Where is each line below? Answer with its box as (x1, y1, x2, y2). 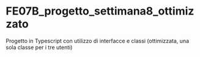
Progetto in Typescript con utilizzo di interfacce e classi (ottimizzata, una (6, 37, 190, 44)
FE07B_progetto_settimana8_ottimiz (6, 4, 194, 18)
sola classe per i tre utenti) (6, 44, 73, 51)
